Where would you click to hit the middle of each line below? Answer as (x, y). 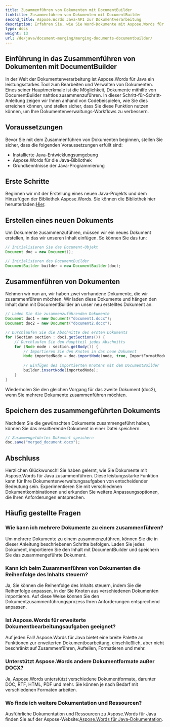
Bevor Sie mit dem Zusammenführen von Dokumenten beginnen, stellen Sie (84, 140)
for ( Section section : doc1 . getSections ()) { (55, 337)
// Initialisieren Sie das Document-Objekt (52, 247)
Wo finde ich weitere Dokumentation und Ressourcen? (74, 703)
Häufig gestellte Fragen (43, 513)
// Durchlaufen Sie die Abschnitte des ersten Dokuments (67, 333)
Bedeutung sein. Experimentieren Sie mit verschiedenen (64, 487)
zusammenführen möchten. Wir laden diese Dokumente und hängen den (81, 299)
